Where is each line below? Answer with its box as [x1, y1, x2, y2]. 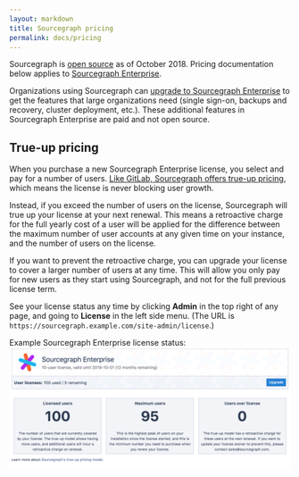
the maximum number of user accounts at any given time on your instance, [9, 229, 286, 239]
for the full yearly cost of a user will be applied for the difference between [9, 219, 281, 230]
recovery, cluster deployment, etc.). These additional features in [9, 105, 245, 115]
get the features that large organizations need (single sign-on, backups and [9, 95, 287, 106]
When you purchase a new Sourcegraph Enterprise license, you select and [9, 163, 284, 174]
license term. [9, 284, 58, 295]
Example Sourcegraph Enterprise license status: [9, 338, 187, 348]
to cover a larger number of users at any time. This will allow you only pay [9, 264, 281, 276]
